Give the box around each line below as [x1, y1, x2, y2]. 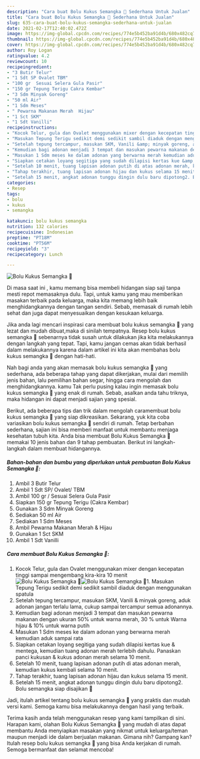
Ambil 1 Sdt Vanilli [15, 537, 59, 544]
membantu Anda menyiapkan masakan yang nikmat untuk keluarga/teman [7, 727, 188, 734]
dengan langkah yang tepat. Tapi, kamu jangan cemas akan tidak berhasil [7, 340, 186, 347]
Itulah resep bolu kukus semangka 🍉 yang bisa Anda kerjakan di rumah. [7, 740, 182, 747]
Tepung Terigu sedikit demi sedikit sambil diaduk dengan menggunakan [15, 584, 192, 592]
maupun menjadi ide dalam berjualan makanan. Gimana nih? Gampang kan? [7, 733, 192, 741]
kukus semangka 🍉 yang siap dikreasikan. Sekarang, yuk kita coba [7, 413, 170, 420]
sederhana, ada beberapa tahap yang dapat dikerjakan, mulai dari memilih [7, 371, 188, 378]
